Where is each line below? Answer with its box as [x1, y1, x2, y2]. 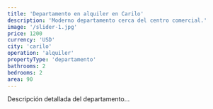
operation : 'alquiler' [7, 50, 74, 57]
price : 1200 [7, 30, 42, 37]
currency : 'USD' [7, 37, 55, 44]
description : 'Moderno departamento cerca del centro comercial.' [7, 17, 207, 24]
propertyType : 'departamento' [7, 56, 97, 63]
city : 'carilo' [7, 43, 52, 50]
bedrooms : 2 [7, 69, 42, 76]
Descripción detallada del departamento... [7, 95, 130, 103]
